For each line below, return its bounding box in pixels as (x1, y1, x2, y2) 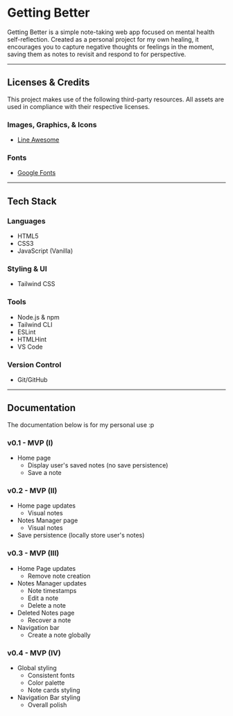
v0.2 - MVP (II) (7, 485, 58, 495)
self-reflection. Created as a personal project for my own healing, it (7, 35, 199, 43)
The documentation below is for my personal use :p (7, 420, 155, 428)
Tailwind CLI (17, 320, 53, 328)
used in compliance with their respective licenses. (7, 102, 150, 110)
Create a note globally (27, 631, 92, 639)
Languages (7, 216, 46, 226)
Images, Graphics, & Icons (7, 119, 97, 129)
